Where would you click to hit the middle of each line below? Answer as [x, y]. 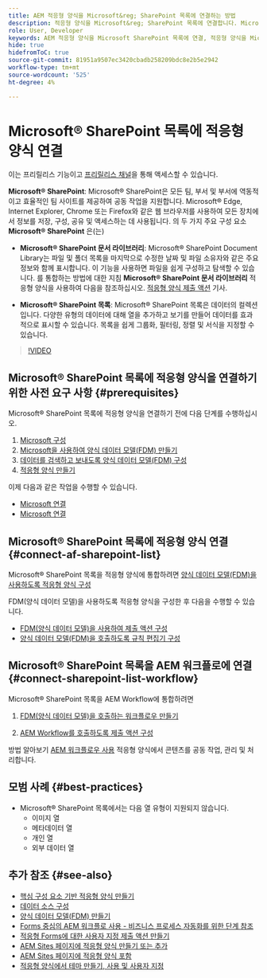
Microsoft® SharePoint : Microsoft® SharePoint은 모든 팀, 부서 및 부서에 [123, 191]
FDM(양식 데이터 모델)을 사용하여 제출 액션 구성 [94, 628]
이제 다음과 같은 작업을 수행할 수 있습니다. [73, 487]
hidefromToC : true [39, 53]
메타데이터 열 [52, 827]
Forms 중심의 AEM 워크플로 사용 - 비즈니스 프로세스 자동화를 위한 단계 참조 [137, 925]
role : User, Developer [46, 30]
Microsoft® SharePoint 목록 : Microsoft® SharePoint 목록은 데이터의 [128, 305]
